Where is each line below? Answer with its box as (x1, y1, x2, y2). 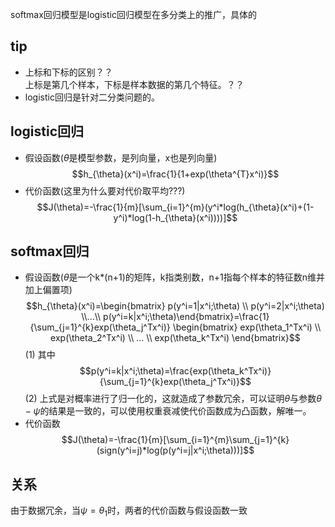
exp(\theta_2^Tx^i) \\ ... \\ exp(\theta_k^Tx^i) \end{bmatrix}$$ (50, 332, 301, 344)
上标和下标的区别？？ (24, 66, 113, 78)
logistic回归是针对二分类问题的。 (24, 91, 160, 103)
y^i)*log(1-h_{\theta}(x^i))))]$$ (113, 211, 238, 223)
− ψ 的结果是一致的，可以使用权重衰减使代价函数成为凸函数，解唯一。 (24, 405, 312, 417)
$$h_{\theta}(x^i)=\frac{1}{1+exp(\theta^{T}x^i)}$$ (71, 168, 280, 180)
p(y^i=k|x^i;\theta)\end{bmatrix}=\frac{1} (103, 311, 270, 323)
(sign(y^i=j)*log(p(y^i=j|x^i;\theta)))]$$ (96, 444, 255, 457)
